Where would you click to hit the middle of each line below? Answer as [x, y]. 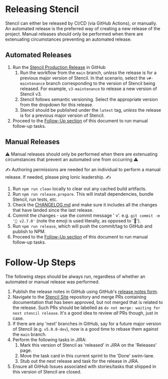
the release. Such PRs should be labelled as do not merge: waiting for [86, 308]
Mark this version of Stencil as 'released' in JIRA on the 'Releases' [88, 345]
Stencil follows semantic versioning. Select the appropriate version [89, 99]
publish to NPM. [29, 231]
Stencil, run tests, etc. [35, 199]
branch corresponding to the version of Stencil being [101, 83]
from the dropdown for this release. [57, 105]
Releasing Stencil [42, 9]
